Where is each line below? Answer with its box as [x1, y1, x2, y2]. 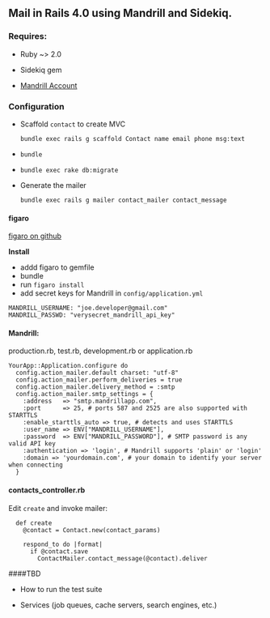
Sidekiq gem [19, 65, 62, 75]
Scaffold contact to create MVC [19, 119, 126, 129]
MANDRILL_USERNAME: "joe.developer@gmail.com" [8, 304, 168, 313]
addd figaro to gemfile [19, 262, 95, 272]
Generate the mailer [19, 180, 86, 190]
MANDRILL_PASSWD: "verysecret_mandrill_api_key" [8, 311, 175, 319]
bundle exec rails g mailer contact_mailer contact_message [19, 196, 227, 204]
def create [15, 518, 53, 527]
